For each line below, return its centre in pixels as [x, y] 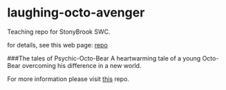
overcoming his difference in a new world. [82, 65]
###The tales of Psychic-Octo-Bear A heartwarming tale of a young [104, 58]
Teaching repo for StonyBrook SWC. [59, 32]
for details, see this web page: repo [58, 45]
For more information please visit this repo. [68, 79]
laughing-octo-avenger [76, 13]
